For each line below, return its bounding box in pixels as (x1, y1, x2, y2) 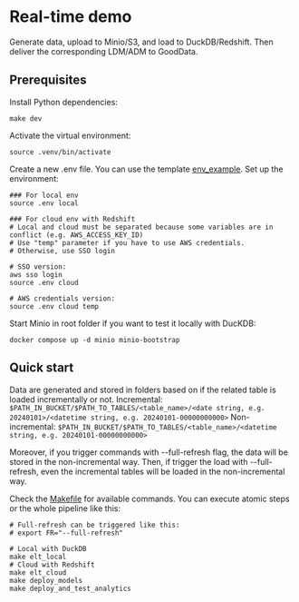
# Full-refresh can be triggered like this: (9, 520, 180, 529)
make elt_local (9, 552, 67, 561)
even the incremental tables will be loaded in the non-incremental (40, 466, 285, 477)
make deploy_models (9, 576, 83, 585)
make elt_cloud (9, 567, 67, 577)
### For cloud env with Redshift (9, 214, 136, 223)
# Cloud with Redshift (9, 560, 95, 569)
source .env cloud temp (9, 301, 100, 311)
